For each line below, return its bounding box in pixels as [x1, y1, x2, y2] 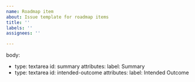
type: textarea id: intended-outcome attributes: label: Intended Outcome [14, 69, 189, 76]
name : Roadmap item [6, 8, 54, 15]
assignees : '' [6, 30, 41, 36]
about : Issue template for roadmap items [6, 14, 109, 20]
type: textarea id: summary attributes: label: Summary [14, 63, 145, 70]
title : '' [6, 19, 31, 25]
